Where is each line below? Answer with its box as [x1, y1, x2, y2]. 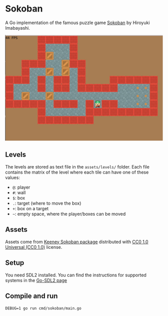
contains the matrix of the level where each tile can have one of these [5, 169, 149, 175]
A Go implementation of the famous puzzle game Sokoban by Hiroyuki [5, 20, 150, 26]
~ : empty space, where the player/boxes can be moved [12, 211, 126, 217]
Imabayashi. [5, 25, 30, 31]
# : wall [12, 189, 26, 196]
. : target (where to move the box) [12, 200, 81, 206]
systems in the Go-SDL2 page [5, 277, 67, 283]
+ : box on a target [12, 205, 49, 211]
